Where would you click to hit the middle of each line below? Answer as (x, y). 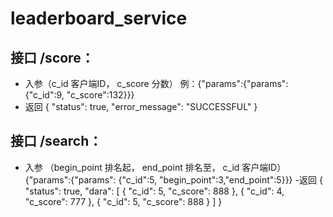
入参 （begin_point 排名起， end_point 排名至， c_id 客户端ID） (155, 167)
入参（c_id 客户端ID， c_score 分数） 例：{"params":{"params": (156, 83)
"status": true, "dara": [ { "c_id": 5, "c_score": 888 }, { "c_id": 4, (154, 191)
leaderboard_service (99, 18)
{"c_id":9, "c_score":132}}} (79, 95)
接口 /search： (56, 141)
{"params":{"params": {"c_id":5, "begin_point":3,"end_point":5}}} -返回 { (173, 179)
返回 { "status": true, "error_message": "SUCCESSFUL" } (141, 106)
